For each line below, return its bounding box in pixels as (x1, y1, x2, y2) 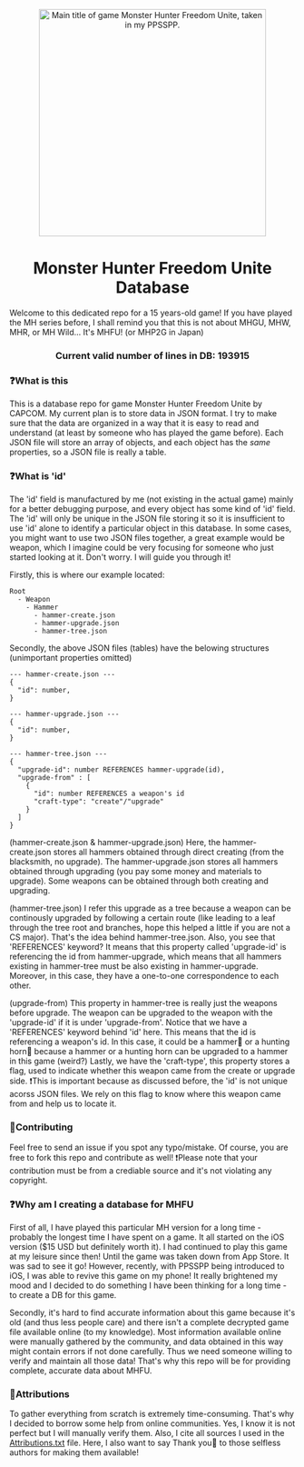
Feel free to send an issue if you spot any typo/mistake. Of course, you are (9, 1142, 289, 1153)
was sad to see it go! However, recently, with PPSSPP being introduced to (9, 1261, 285, 1272)
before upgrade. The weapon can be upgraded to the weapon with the (9, 1007, 273, 1018)
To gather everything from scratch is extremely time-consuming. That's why (9, 1409, 295, 1420)
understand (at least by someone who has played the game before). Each (9, 427, 284, 438)
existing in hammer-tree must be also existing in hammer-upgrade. (9, 961, 259, 972)
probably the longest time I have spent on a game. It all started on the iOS (9, 1232, 285, 1242)
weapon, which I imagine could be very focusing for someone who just (9, 542, 274, 554)
